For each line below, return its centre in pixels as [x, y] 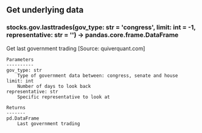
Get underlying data [45, 10]
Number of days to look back [54, 86]
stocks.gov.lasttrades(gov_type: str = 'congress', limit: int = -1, [101, 27]
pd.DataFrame [23, 118]
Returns [16, 107]
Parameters [20, 59]
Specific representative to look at [64, 97]
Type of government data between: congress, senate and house [98, 76]
